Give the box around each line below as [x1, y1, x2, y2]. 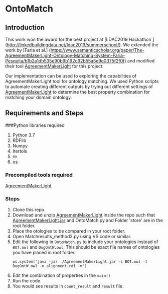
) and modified [124, 58, 155, 63]
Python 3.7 [12, 132, 35, 138]
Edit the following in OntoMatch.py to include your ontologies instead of [12, 239, 158, 245]
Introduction [5, 23, 45, 32]
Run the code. [12, 278, 42, 284]
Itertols [12, 148, 28, 154]
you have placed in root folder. [12, 250, 76, 256]
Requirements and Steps [5, 109, 84, 117]
